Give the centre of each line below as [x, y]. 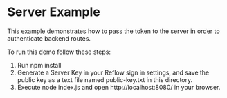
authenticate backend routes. [49, 38]
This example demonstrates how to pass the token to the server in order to [113, 31]
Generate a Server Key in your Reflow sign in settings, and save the [113, 72]
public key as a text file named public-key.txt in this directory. [105, 79]
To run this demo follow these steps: [59, 52]
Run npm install [39, 65]
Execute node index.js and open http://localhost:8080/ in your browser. [119, 87]
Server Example [54, 12]
